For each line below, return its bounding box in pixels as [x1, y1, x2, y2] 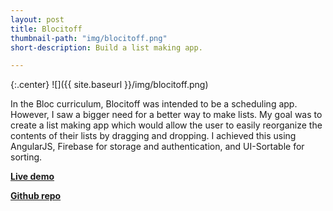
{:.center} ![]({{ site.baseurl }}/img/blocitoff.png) [10, 79, 209, 91]
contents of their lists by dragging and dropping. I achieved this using [10, 130, 297, 142]
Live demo [10, 171, 55, 183]
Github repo [10, 190, 62, 202]
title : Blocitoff [10, 24, 83, 34]
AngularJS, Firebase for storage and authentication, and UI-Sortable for [10, 141, 305, 153]
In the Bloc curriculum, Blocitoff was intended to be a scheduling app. [10, 98, 298, 110]
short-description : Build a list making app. [10, 42, 203, 53]
